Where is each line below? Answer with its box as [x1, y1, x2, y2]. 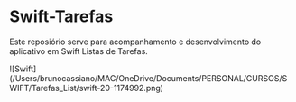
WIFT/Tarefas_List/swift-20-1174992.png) [9, 82, 164, 93]
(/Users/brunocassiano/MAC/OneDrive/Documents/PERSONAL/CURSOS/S [9, 72, 288, 83]
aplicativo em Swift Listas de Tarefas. [9, 45, 149, 56]
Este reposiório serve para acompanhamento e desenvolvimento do [9, 36, 262, 47]
